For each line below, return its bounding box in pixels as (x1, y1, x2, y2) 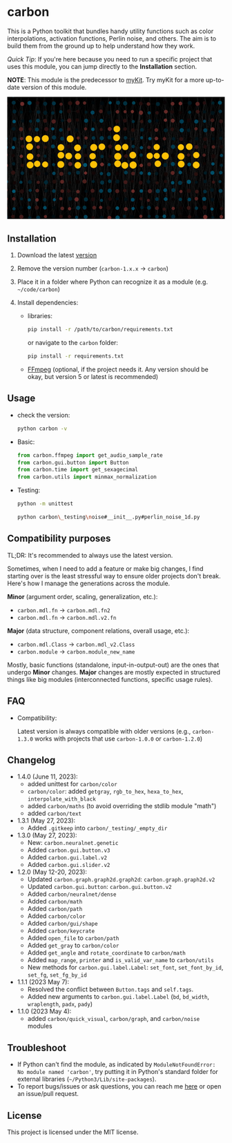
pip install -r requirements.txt (27, 353, 124, 360)
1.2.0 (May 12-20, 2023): (17, 868, 88, 877)
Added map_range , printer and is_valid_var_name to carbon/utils (27, 956, 214, 964)
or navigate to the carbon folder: (27, 339, 119, 347)
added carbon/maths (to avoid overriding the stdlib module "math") (27, 802, 217, 810)
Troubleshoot (7, 1042, 67, 1053)
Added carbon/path (27, 905, 83, 913)
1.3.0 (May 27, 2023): (17, 831, 77, 839)
